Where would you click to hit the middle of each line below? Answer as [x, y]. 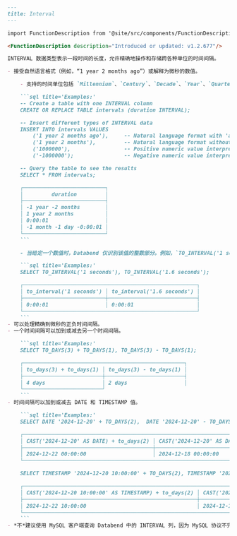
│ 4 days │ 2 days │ [104, 383]
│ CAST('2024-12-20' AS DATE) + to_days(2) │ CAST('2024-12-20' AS [121, 441]
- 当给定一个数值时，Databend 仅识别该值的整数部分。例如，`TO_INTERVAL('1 [122, 253]
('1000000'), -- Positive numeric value [118, 149]
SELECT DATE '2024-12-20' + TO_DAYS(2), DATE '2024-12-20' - [113, 422]
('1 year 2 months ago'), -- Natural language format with [127, 136]
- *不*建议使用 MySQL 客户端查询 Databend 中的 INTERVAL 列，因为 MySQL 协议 [115, 526]
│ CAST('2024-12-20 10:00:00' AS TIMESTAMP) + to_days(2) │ [110, 493]
